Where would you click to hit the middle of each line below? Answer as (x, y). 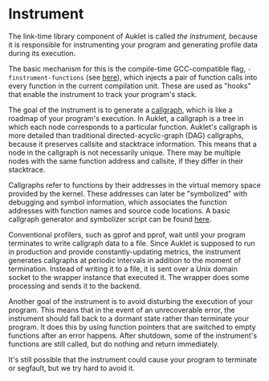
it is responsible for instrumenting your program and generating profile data (133, 44)
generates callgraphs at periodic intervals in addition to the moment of (125, 260)
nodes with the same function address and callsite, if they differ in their (126, 160)
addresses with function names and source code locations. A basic (119, 210)
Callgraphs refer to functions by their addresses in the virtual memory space (134, 184)
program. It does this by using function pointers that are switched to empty (132, 326)
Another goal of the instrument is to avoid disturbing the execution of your (131, 301)
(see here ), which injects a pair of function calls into (171, 77)
